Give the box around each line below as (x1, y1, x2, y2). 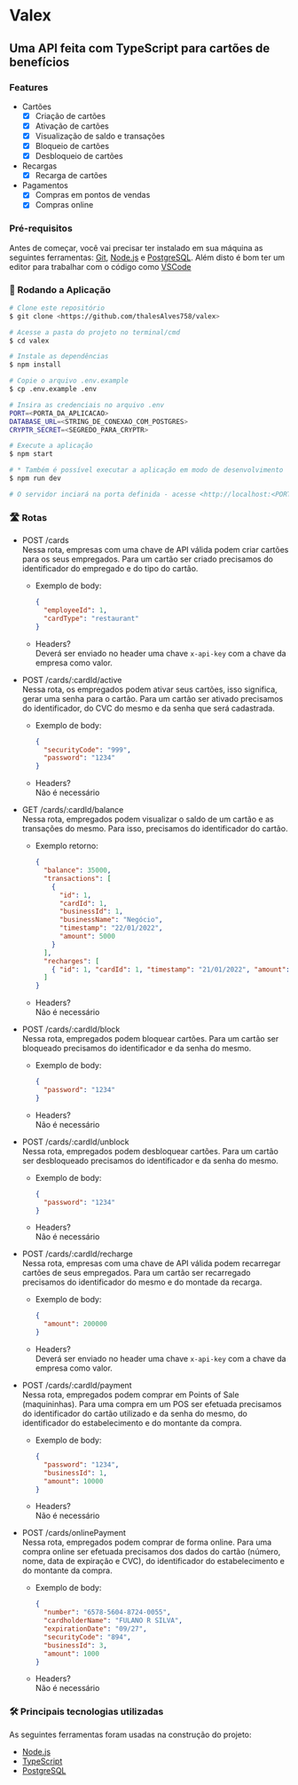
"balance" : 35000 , (43, 866, 112, 875)
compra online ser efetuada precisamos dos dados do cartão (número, (21, 1546, 281, 1557)
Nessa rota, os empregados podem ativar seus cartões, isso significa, (21, 684, 278, 695)
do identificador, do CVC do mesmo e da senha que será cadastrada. (21, 703, 275, 713)
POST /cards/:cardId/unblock (21, 1136, 130, 1147)
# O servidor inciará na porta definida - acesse (9, 490, 197, 499)
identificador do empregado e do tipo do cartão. (21, 563, 199, 574)
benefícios (9, 54, 70, 69)
